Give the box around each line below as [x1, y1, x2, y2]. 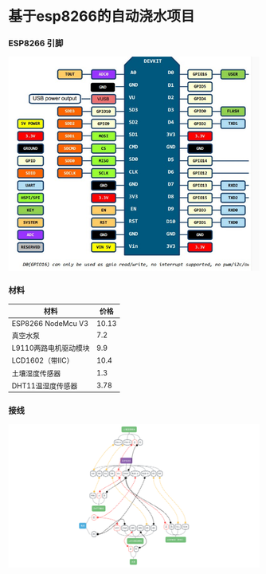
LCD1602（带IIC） [11, 356, 74, 365]
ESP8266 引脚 [8, 37, 64, 49]
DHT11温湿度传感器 [11, 380, 78, 391]
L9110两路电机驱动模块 [11, 344, 90, 353]
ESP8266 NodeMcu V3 [11, 318, 89, 328]
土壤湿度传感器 [11, 368, 61, 378]
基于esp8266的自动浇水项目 [8, 7, 195, 26]
